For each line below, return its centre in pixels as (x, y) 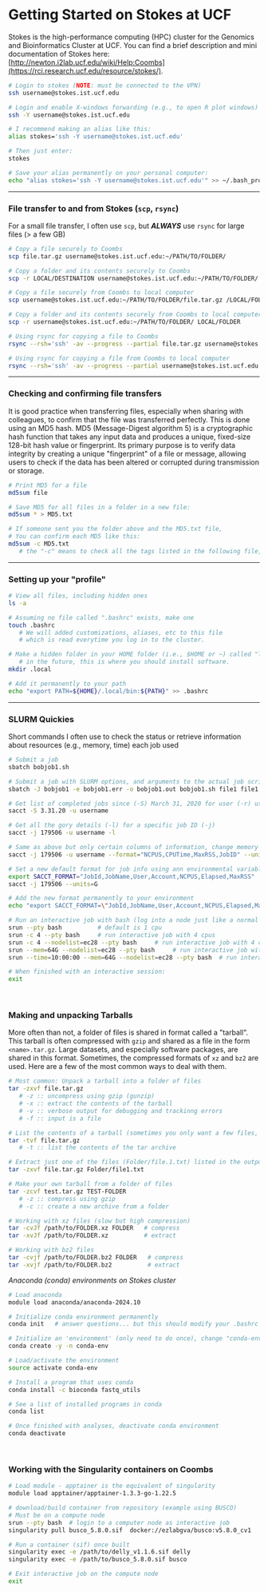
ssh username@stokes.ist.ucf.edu (64, 93)
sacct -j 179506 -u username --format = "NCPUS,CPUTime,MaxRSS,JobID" (124, 854)
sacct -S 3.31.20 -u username (59, 811)
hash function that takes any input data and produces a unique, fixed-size (130, 437)
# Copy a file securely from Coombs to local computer (101, 293)
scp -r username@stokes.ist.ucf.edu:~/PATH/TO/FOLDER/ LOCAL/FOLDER (124, 322)
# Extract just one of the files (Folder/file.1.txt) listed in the (124, 1162)
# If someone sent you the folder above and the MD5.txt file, (116, 529)
